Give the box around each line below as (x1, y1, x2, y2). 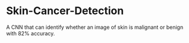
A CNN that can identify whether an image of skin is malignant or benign (6, 24, 184, 31)
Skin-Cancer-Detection (6, 4, 124, 18)
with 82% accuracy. (6, 29, 55, 37)
